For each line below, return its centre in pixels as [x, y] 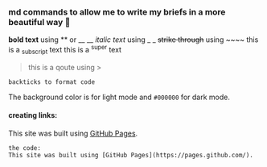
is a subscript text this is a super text [65, 50]
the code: [25, 148]
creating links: [33, 115]
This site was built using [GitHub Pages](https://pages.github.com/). [131, 155]
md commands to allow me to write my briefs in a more [117, 12]
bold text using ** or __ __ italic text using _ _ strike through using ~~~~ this [133, 40]
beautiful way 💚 [39, 22]
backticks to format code [51, 82]
